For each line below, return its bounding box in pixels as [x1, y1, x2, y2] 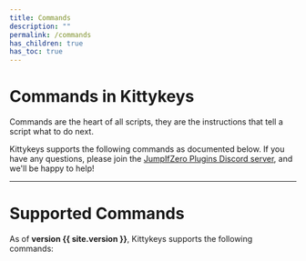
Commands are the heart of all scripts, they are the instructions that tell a [9, 116, 284, 127]
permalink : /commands [9, 30, 92, 39]
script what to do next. [9, 126, 94, 137]
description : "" [9, 22, 71, 31]
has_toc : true [9, 47, 64, 56]
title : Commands [9, 13, 71, 23]
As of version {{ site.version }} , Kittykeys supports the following [9, 234, 253, 244]
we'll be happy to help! [9, 163, 95, 174]
